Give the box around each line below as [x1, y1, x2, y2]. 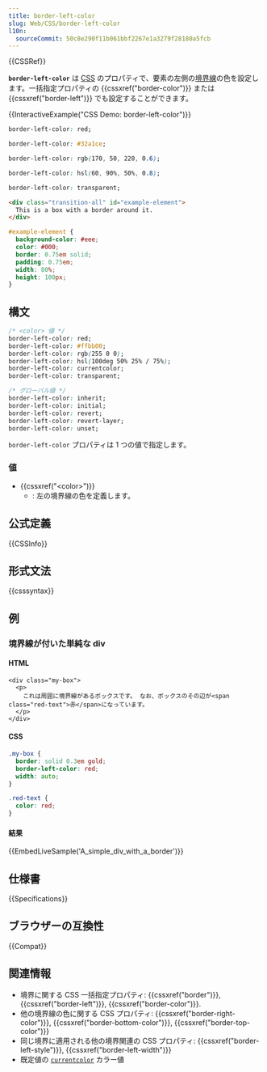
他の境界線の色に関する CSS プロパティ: [19, 1008, 154, 1018]
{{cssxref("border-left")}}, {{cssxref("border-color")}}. [19, 998, 202, 1008]
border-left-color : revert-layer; [8, 417, 125, 425]
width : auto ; [15, 772, 60, 781]
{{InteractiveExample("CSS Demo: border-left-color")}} [8, 110, 192, 120]
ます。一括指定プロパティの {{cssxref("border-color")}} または [8, 83, 215, 93]
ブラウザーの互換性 [8, 919, 104, 933]
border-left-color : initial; [8, 401, 106, 409]
